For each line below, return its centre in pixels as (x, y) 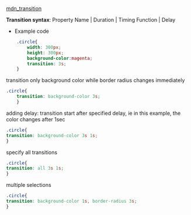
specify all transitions (32, 152)
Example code (32, 31)
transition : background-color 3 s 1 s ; (52, 135)
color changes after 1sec (36, 119)
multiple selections (29, 185)
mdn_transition (24, 8)
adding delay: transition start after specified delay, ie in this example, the (93, 113)
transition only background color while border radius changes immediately (95, 80)
